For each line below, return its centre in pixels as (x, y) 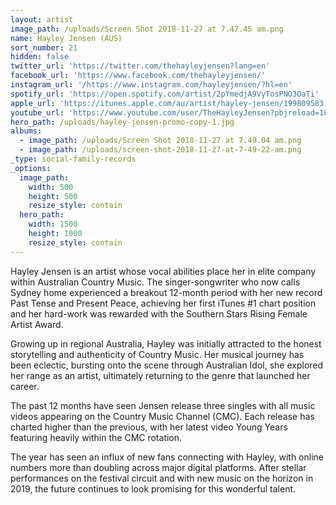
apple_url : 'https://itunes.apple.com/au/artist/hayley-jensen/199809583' (169, 103)
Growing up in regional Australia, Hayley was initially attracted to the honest (166, 343)
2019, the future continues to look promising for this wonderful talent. (153, 488)
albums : (26, 131)
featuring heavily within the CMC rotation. (96, 437)
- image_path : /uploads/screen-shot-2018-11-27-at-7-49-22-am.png (160, 150)
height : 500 (53, 196)
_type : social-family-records (73, 159)
